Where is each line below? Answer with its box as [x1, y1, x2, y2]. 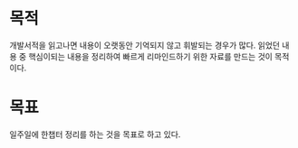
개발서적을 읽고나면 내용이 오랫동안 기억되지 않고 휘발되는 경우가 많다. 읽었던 [9, 40, 281, 51]
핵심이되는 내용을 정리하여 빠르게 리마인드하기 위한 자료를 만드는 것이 [28, 51, 274, 61]
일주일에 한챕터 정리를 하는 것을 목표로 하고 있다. [9, 128, 181, 140]
